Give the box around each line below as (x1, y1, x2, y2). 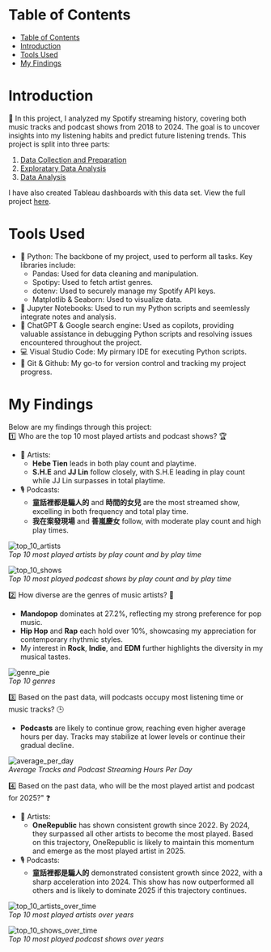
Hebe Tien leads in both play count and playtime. (32, 458, 197, 468)
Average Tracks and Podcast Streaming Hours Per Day (8, 764, 193, 774)
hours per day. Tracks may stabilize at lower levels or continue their (19, 731, 245, 742)
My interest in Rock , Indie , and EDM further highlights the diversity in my (19, 643, 264, 652)
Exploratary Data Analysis (19, 164, 107, 173)
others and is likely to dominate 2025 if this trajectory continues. (32, 885, 248, 895)
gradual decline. (19, 740, 74, 750)
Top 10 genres (8, 676, 56, 686)
